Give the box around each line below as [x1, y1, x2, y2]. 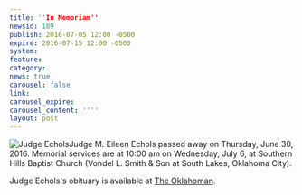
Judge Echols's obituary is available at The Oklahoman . [9, 175, 216, 186]
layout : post [9, 114, 59, 123]
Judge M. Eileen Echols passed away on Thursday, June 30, [69, 139, 294, 150]
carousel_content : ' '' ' [9, 106, 99, 115]
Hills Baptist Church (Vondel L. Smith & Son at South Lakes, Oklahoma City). [9, 158, 292, 169]
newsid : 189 [9, 22, 54, 31]
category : [9, 64, 47, 73]
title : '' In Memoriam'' [9, 13, 99, 23]
